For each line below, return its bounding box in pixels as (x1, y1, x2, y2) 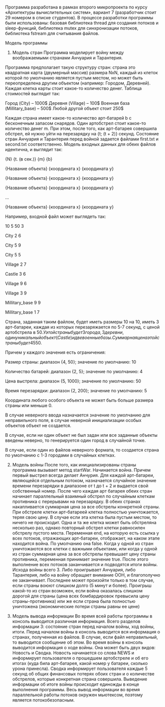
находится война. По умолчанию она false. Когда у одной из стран (12, 541, 154, 546)
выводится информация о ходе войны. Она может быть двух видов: (12, 645, 156, 650)
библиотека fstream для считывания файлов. (5, 31, 99, 36)
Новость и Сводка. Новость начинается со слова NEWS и (12, 650, 134, 656)
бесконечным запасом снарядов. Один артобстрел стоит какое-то (5, 121, 146, 126)
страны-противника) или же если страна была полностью (12, 598, 135, 604)
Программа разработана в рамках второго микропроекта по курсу (5, 4, 148, 10)
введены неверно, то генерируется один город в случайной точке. (5, 437, 146, 443)
